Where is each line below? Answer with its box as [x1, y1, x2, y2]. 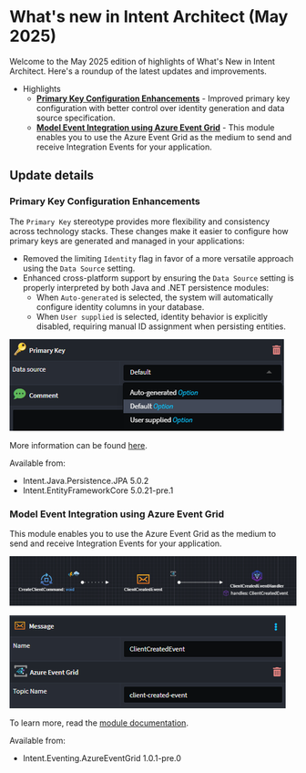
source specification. [36, 112, 116, 123]
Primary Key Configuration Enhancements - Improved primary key [36, 93, 291, 104]
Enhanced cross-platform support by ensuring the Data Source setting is [22, 272, 294, 283]
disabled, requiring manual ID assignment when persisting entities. [36, 321, 287, 332]
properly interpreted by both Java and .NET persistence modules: [22, 282, 270, 293]
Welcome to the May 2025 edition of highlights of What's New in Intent [9, 56, 276, 67]
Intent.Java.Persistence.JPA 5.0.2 [22, 475, 149, 486]
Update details [9, 168, 94, 183]
